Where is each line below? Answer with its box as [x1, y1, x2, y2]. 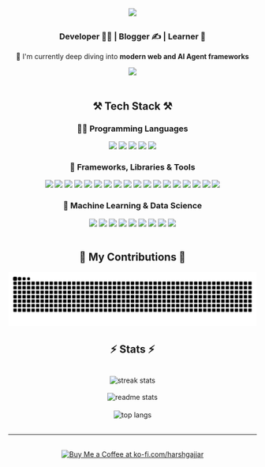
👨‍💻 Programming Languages [77, 123, 188, 134]
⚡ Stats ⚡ [110, 342, 155, 356]
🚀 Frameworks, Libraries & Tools [69, 162, 196, 173]
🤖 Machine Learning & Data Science [62, 200, 203, 211]
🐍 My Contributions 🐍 [79, 251, 186, 264]
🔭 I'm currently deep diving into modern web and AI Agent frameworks [15, 52, 250, 62]
